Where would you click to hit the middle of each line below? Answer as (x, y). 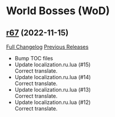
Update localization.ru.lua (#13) (53, 90)
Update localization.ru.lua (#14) (53, 77)
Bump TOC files (34, 58)
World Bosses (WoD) (58, 11)
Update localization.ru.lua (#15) (52, 64)
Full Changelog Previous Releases (47, 47)
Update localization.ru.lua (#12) (52, 102)
